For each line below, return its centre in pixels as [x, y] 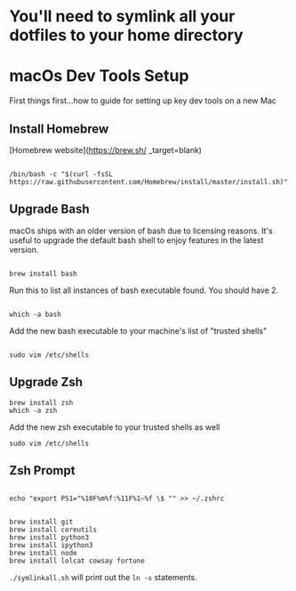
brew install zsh [41, 402]
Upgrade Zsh [46, 382]
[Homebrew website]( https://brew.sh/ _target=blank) [106, 150]
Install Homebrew [59, 129]
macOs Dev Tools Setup [99, 76]
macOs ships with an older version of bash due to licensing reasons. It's [141, 231]
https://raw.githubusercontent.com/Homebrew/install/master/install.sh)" [149, 182]
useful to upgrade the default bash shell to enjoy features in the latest [136, 240]
